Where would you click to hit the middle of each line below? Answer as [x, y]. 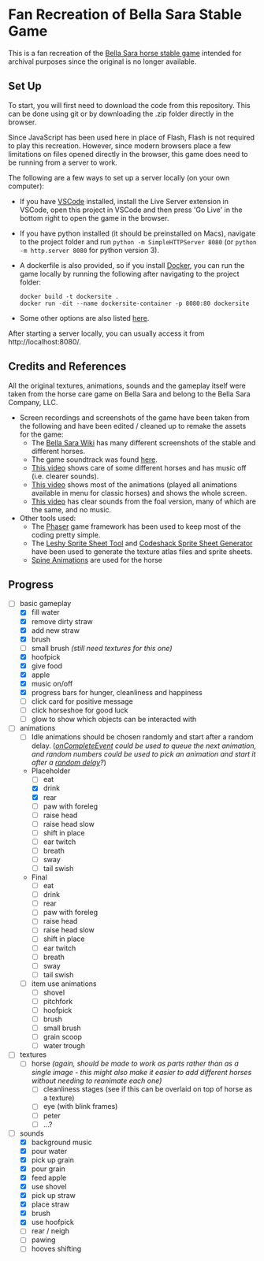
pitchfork [58, 1001]
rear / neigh [50, 1231]
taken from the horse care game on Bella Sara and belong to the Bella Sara [129, 394]
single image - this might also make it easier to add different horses [141, 1073]
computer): [26, 186]
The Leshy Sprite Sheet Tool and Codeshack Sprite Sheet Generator [142, 543]
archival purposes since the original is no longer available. [102, 61]
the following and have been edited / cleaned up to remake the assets [133, 426]
